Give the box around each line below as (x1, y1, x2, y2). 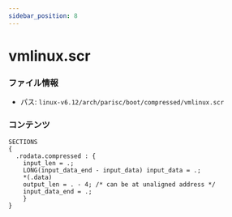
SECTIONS (8, 138, 38, 147)
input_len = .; (23, 160, 75, 168)
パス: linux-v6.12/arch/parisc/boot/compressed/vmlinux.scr (19, 97, 225, 107)
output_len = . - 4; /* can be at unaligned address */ (23, 181, 217, 189)
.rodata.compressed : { (15, 152, 96, 160)
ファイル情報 (8, 77, 59, 88)
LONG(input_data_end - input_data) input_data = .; (23, 167, 201, 175)
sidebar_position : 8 (8, 11, 79, 20)
